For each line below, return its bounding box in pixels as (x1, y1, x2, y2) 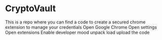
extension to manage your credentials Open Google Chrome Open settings (5, 24, 157, 30)
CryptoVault (5, 3, 56, 14)
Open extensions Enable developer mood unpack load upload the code (5, 29, 150, 35)
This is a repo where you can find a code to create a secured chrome (5, 19, 146, 25)
